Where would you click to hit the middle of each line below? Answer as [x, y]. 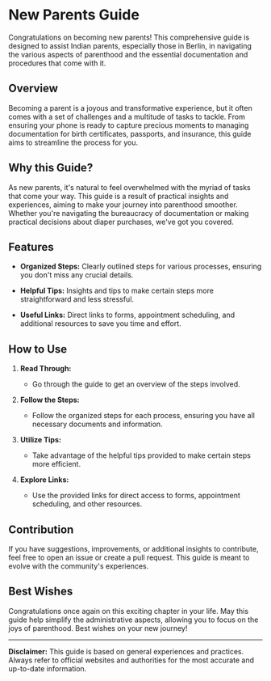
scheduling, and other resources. [87, 504]
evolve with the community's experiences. [79, 566]
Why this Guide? [51, 168]
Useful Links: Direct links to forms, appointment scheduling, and [127, 315]
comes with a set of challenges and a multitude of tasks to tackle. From [127, 116]
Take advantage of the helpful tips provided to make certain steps [142, 455]
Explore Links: [44, 480]
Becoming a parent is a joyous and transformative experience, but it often [130, 108]
